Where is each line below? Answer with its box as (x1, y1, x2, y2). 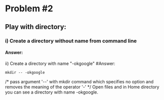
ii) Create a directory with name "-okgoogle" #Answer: (5, 60, 115, 67)
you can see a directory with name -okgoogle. (5, 89, 99, 95)
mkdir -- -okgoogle (5, 70, 45, 75)
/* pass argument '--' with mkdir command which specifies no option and (5, 78, 154, 84)
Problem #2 (5, 3, 53, 14)
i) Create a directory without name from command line (5, 37, 137, 44)
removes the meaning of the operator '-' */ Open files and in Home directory (5, 84, 160, 90)
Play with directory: (5, 23, 66, 31)
